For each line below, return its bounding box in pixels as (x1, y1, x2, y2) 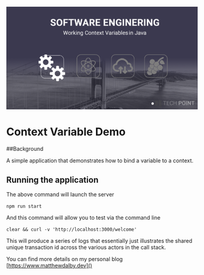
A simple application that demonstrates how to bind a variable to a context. (6, 157, 194, 164)
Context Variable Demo (6, 125, 126, 139)
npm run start (6, 203, 42, 209)
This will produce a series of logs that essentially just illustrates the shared (6, 237, 192, 244)
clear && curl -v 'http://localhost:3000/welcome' (6, 226, 137, 232)
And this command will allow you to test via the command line (6, 214, 161, 221)
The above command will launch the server (6, 190, 114, 198)
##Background (6, 145, 44, 153)
